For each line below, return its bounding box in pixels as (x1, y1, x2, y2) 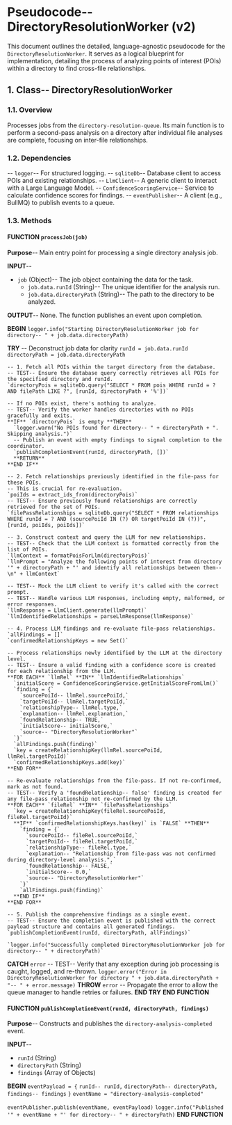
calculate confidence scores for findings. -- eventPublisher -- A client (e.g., (7, 191, 222, 199)
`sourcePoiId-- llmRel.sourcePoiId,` (19, 693, 129, 699)
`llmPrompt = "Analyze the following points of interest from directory (7, 558, 222, 565)
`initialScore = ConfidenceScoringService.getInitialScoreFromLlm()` (13, 680, 219, 687)
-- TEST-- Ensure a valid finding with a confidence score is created (7, 662, 216, 669)
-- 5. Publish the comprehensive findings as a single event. (7, 912, 191, 918)
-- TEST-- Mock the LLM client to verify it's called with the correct (7, 583, 219, 590)
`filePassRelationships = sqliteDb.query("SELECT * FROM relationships (7, 510, 219, 517)
